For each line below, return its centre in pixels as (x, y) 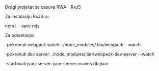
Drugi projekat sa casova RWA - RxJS (43, 7)
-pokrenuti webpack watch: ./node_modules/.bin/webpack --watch (73, 45)
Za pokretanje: (20, 35)
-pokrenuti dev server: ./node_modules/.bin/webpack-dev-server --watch (80, 54)
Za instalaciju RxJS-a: (27, 16)
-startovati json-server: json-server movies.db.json (57, 63)
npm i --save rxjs (22, 26)
